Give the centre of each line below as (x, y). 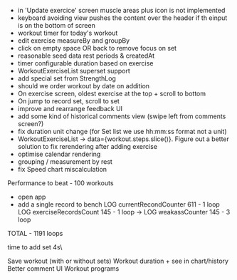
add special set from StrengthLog (67, 78)
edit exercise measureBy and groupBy (74, 41)
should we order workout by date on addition (84, 86)
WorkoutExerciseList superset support (74, 71)
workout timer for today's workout (68, 33)
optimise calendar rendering (59, 154)
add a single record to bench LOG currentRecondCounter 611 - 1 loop (119, 204)
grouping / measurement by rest (65, 162)
